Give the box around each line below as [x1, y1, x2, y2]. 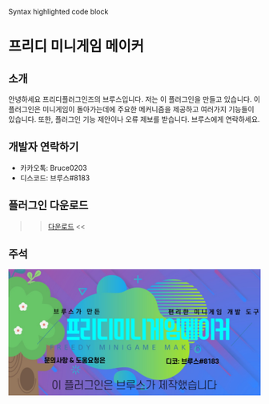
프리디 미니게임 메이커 [8, 38, 144, 55]
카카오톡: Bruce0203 [19, 163, 88, 172]
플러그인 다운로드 [8, 199, 89, 212]
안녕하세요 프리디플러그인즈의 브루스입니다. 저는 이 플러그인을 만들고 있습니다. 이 [8, 95, 261, 103]
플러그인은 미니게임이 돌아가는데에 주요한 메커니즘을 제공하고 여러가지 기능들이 [8, 104, 255, 114]
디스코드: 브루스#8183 [19, 172, 90, 183]
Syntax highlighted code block [8, 7, 109, 16]
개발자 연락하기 [8, 140, 79, 154]
